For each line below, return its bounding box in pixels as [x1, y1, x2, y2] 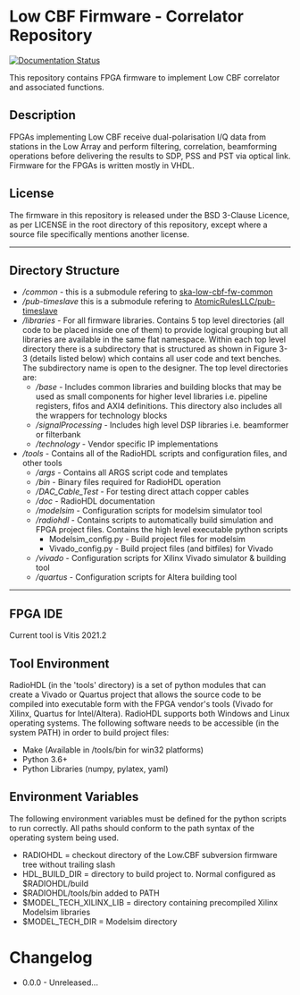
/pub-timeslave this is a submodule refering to [21, 296, 193, 307]
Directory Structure [9, 262, 121, 278]
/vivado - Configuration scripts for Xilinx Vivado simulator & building [35, 553, 287, 564]
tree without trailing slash [21, 859, 116, 870]
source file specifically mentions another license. [9, 228, 190, 239]
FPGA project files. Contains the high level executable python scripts [35, 524, 288, 535]
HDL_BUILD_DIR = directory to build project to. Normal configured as [21, 868, 276, 879]
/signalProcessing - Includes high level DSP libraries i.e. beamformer [35, 420, 289, 430]
